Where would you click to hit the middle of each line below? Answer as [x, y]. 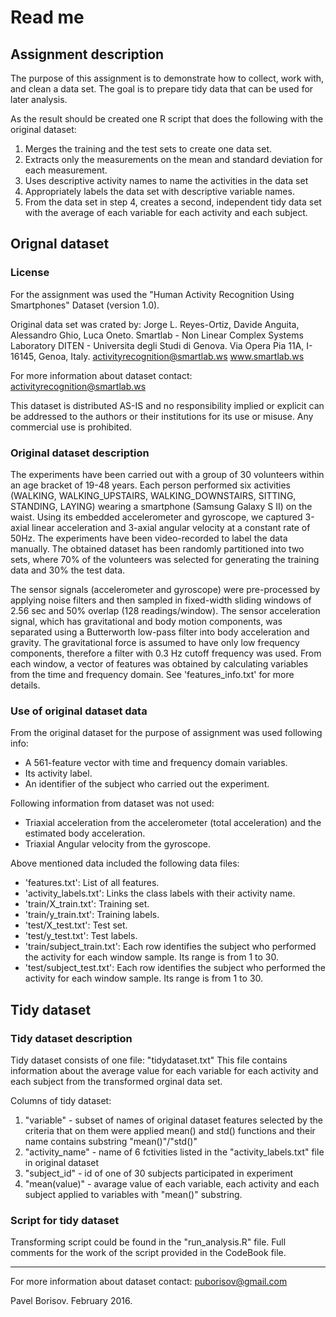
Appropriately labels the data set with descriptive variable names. [159, 191]
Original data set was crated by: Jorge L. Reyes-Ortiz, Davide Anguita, [155, 324]
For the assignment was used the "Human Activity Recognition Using [152, 294]
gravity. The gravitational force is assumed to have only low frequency [155, 642]
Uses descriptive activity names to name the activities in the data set [166, 180]
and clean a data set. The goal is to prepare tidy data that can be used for [162, 89]
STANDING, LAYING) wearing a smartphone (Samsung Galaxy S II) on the [161, 506]
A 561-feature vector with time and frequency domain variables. [156, 763]
